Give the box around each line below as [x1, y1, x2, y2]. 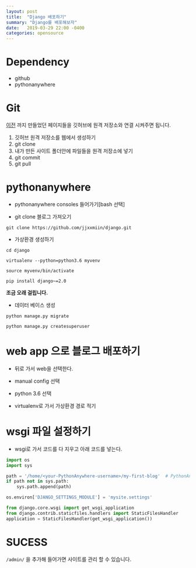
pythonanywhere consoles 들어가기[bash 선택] [14, 200, 125, 207]
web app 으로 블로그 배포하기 [6, 345, 141, 358]
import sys [6, 462, 33, 468]
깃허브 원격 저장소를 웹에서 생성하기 [14, 134, 96, 141]
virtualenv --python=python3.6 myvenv [6, 258, 100, 264]
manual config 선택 [14, 377, 60, 385]
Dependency [6, 56, 70, 69]
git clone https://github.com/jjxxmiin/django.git [6, 224, 132, 231]
